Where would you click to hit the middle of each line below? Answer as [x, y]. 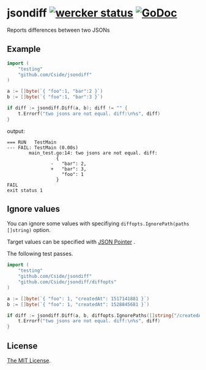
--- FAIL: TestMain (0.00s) [43, 147]
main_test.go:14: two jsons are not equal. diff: [93, 153]
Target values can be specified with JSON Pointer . [71, 242]
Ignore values [34, 209]
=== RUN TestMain [32, 142]
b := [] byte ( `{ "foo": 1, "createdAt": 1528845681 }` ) [78, 304]
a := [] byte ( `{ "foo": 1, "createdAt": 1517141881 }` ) [78, 299]
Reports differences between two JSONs [58, 30]
